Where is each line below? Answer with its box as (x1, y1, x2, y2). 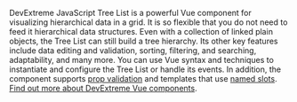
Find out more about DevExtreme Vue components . (9, 83, 197, 93)
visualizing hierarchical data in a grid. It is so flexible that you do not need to (9, 17, 288, 27)
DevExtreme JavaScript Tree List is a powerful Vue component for (9, 8, 252, 18)
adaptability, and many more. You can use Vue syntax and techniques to (9, 55, 274, 65)
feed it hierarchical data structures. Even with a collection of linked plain (9, 27, 274, 36)
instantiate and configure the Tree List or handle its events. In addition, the (9, 64, 282, 75)
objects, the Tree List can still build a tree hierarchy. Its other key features (9, 35, 278, 46)
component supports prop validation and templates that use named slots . (9, 74, 277, 83)
